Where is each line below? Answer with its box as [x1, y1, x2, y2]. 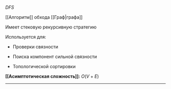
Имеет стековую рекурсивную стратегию [5, 24, 97, 30]
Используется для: [5, 34, 46, 40]
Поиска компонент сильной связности [12, 53, 97, 60]
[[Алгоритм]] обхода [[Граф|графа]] [5, 14, 83, 20]
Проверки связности [12, 44, 59, 50]
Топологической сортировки [12, 64, 76, 69]
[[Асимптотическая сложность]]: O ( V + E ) [5, 73, 99, 79]
